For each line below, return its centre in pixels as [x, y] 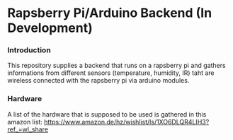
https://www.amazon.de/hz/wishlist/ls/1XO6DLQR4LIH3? [126, 122]
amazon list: [25, 122]
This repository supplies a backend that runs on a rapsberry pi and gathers [116, 66]
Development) [50, 28]
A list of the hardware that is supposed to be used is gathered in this [107, 114]
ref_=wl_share [28, 129]
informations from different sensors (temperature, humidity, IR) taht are [111, 73]
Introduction [29, 50]
